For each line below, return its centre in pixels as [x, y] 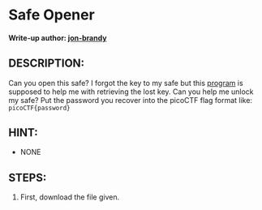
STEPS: [28, 177]
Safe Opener [52, 15]
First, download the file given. [70, 197]
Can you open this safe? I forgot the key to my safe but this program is [126, 83]
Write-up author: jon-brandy [58, 37]
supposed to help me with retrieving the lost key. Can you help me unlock [131, 92]
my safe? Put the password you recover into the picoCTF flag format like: [131, 100]
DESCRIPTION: [47, 64]
